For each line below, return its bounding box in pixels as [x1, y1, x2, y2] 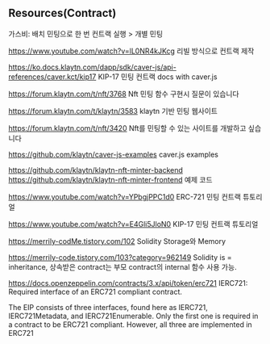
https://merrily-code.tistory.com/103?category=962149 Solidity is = [8, 252, 232, 262]
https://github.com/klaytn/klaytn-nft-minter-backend [8, 165, 184, 174]
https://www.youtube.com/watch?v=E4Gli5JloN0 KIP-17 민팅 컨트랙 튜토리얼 [8, 219, 259, 229]
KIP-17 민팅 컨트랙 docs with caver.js [98, 72, 218, 82]
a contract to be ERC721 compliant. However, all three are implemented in [8, 319, 252, 329]
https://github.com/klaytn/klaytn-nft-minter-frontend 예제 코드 [8, 174, 213, 184]
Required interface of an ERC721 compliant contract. [8, 287, 183, 296]
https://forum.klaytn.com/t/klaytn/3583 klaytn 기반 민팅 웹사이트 [8, 106, 218, 115]
